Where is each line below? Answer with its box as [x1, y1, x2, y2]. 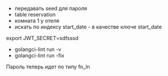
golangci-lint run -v [14, 46, 61, 53]
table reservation [14, 11, 56, 18]
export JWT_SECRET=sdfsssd [6, 35, 79, 41]
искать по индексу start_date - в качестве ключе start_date [14, 23, 162, 30]
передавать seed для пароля [14, 5, 88, 12]
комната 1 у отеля [14, 17, 60, 24]
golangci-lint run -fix [14, 52, 64, 59]
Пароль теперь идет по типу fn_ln [6, 63, 90, 70]
